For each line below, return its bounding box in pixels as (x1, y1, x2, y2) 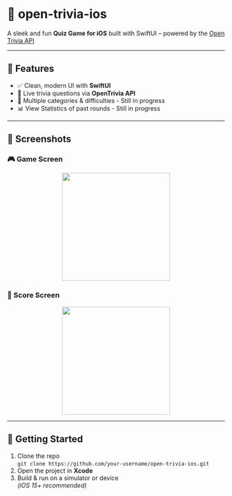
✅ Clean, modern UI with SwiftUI (17, 81, 111, 89)
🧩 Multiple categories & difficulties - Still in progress (17, 96, 166, 104)
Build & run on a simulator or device (17, 473, 119, 482)
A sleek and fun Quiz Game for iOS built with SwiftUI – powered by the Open (7, 29, 225, 37)
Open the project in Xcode (17, 466, 93, 475)
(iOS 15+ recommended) (17, 481, 87, 489)
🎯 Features (7, 63, 55, 75)
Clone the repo (17, 452, 60, 460)
